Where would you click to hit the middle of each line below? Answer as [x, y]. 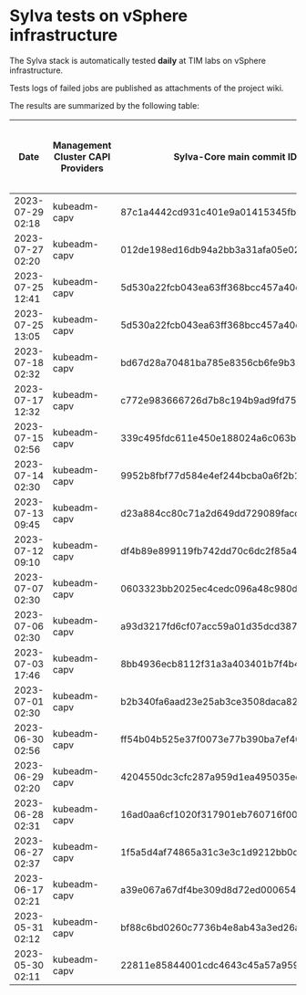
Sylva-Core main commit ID [235, 156]
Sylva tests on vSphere [99, 16]
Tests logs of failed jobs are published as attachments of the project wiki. [147, 88]
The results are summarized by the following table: [105, 105]
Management [82, 145]
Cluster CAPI [82, 156]
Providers [82, 168]
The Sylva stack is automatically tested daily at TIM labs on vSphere [138, 60]
